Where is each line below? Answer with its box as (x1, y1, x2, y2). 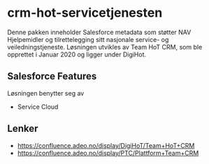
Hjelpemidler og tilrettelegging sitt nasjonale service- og (7, 35, 169, 43)
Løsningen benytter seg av (7, 89, 85, 97)
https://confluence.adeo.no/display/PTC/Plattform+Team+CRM (17, 149, 199, 157)
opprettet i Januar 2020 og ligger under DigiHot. (7, 50, 147, 59)
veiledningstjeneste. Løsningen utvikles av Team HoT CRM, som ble (7, 43, 203, 51)
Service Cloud (17, 103, 59, 111)
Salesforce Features (7, 70, 97, 82)
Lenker (7, 123, 38, 135)
